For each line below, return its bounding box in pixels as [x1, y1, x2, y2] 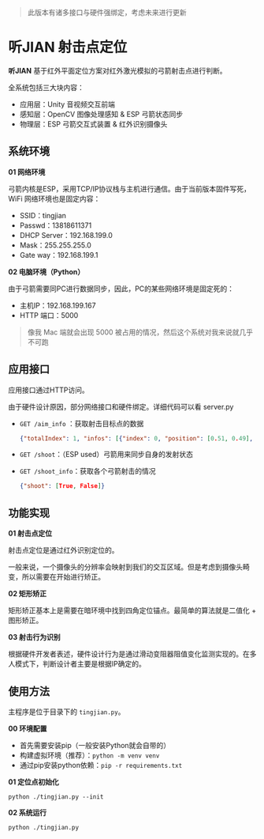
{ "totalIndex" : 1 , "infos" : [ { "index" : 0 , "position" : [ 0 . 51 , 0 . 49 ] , [19, 434, 254, 442]
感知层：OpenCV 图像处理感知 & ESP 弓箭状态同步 [19, 109, 184, 119]
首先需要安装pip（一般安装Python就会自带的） [19, 740, 171, 750]
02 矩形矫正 [8, 589, 47, 599]
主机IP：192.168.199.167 [19, 300, 96, 310]
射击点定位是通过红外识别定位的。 [8, 546, 119, 555]
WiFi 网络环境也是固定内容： [8, 194, 101, 203]
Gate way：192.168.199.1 [19, 250, 99, 259]
